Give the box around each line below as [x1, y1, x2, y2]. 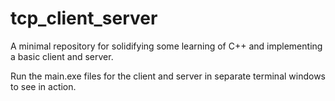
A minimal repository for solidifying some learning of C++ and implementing [10, 40, 323, 52]
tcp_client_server [10, 7, 158, 30]
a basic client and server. [10, 50, 114, 62]
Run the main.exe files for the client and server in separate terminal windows [10, 70, 326, 82]
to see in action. [10, 80, 77, 92]
